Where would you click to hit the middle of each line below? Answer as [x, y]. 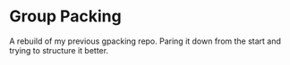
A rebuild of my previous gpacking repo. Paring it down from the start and [145, 41]
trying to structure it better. [59, 50]
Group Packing [66, 16]
